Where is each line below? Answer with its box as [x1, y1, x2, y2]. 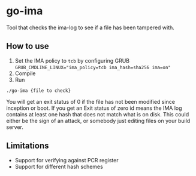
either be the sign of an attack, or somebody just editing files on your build [6, 117, 191, 124]
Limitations [6, 141, 49, 151]
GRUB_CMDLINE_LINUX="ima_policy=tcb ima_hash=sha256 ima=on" [14, 64, 171, 70]
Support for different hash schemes [14, 163, 103, 170]
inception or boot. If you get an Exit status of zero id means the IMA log [6, 104, 182, 112]
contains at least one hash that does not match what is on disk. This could [6, 110, 189, 118]
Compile [14, 70, 36, 77]
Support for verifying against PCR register [14, 156, 119, 163]
